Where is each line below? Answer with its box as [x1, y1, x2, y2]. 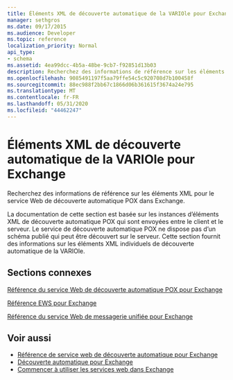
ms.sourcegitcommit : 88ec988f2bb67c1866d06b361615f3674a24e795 [7, 81, 194, 88]
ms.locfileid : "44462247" [7, 107, 82, 114]
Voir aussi [7, 332, 51, 344]
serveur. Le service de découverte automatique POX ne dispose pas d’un [7, 225, 216, 233]
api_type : [7, 49, 36, 56]
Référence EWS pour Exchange [7, 299, 97, 307]
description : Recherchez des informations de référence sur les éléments [7, 68, 225, 75]
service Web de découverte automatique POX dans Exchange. [7, 196, 185, 205]
